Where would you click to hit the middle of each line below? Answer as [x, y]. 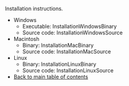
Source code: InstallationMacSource [67, 52]
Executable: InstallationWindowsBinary [70, 26]
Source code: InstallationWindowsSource [72, 33]
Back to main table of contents [51, 77]
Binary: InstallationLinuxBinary [59, 64]
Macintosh [26, 39]
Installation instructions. [34, 9]
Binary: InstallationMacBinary [58, 45]
